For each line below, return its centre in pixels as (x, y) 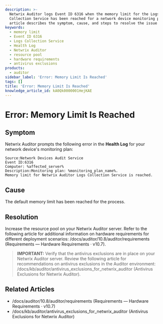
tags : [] (14, 81)
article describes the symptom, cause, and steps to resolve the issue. (84, 23)
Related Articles (30, 289)
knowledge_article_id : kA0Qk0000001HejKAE (49, 91)
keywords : (15, 28)
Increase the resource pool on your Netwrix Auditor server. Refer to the (76, 229)
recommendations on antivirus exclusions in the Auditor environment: (86, 264)
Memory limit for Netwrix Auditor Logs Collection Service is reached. (79, 175)
